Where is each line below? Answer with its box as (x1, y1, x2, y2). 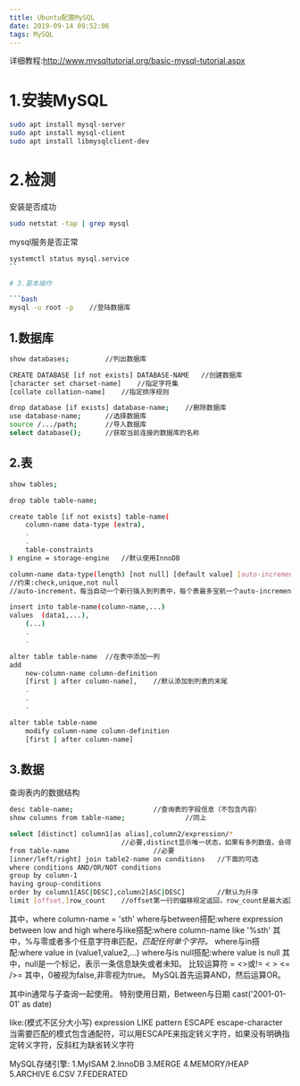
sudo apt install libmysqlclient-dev (9, 137, 150, 146)
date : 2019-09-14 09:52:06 (9, 21, 110, 30)
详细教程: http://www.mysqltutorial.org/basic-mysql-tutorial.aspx (9, 56, 246, 66)
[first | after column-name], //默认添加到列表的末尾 (25, 677, 228, 686)
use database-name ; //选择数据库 (9, 412, 147, 421)
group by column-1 (9, 871, 78, 880)
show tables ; (9, 480, 58, 489)
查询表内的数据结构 (9, 787, 80, 798)
